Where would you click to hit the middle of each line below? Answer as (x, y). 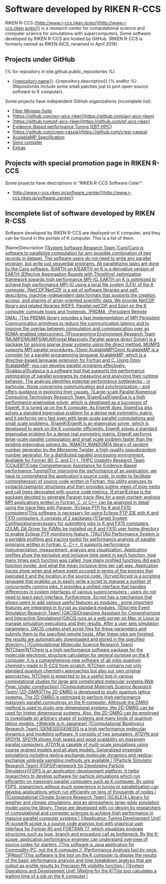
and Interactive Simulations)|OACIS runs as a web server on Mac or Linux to (82, 618)
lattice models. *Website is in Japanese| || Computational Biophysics (75, 723)
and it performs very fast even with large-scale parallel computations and (80, 418)
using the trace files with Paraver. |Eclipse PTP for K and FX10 (68, 508)
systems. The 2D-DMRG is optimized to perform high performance (73, 697)
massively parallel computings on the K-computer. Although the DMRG (77, 703)
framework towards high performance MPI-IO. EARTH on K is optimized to (81, 279)
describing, (17, 295)
